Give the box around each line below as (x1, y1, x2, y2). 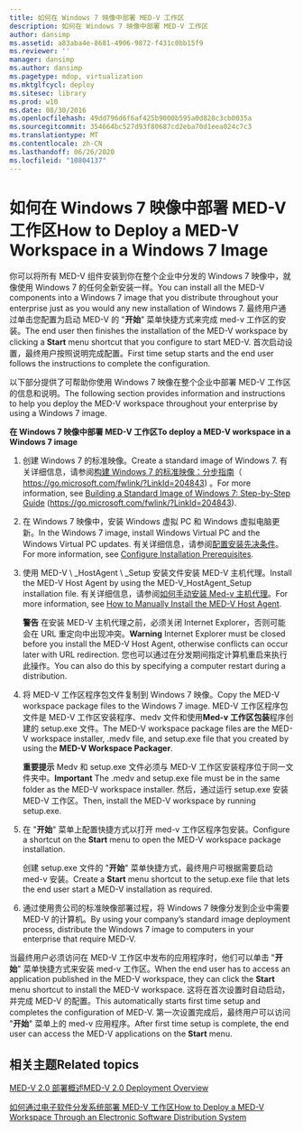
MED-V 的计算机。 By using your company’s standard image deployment (22, 913, 290, 925)
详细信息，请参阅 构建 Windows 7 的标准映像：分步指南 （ (30, 467, 243, 477)
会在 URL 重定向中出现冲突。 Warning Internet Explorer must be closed (22, 628, 286, 639)
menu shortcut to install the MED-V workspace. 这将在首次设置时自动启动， (9, 985, 290, 996)
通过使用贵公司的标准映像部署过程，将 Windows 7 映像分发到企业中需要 (22, 903, 290, 913)
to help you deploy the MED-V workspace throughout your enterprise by (9, 398, 278, 409)
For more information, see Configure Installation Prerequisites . (22, 549, 254, 560)
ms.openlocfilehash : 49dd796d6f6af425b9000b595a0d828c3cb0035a (9, 114, 252, 123)
